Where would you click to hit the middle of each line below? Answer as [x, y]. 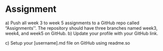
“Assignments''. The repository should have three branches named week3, [81, 28]
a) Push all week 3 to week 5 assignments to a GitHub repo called [72, 23]
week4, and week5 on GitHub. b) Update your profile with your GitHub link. [81, 33]
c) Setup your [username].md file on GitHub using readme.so [68, 43]
